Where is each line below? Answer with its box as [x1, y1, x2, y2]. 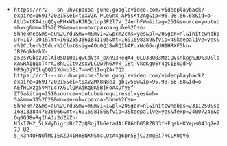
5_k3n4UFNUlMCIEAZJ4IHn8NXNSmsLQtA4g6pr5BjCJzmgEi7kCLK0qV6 [13, 132, 189, 139]
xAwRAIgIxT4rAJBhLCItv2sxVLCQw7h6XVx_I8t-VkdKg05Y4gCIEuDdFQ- [13, 60, 195, 67]
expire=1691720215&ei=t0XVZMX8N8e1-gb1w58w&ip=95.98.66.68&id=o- [13, 78, 204, 85]
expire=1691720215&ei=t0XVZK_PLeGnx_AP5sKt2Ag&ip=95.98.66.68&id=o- [13, 12, 214, 19]
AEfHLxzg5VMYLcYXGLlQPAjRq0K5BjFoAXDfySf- [13, 84, 137, 91]
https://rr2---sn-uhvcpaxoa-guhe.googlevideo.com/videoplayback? [13, 6, 204, 13]
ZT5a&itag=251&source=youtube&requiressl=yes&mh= [13, 90, 159, 97]
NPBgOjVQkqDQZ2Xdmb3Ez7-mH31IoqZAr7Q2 [13, 66, 125, 73]
